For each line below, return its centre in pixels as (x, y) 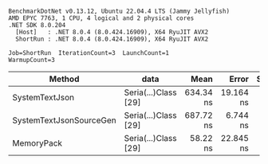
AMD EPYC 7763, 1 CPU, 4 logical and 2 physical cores (101, 18)
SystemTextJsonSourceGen (65, 120)
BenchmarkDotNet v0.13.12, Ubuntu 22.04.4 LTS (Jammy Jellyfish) (119, 11)
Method (64, 79)
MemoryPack (37, 143)
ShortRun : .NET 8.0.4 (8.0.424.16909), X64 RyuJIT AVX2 (112, 39)
